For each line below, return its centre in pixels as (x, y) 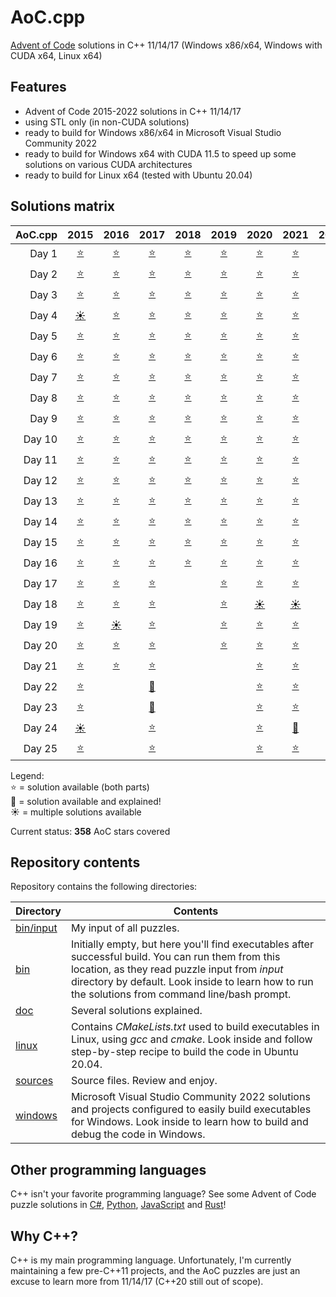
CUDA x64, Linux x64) (56, 55)
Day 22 (40, 687)
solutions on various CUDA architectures (108, 164)
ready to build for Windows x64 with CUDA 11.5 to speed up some (160, 153)
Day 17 (40, 584)
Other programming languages (108, 1169)
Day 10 (40, 439)
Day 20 (40, 646)
